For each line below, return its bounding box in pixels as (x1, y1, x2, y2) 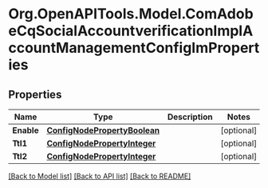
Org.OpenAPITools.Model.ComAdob (8, 5, 254, 23)
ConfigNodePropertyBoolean (46, 125, 160, 136)
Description (167, 111, 213, 122)
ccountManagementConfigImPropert (8, 39, 260, 57)
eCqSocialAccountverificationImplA (8, 22, 254, 40)
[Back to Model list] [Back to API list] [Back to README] (8, 171, 191, 181)
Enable (12, 125, 39, 136)
